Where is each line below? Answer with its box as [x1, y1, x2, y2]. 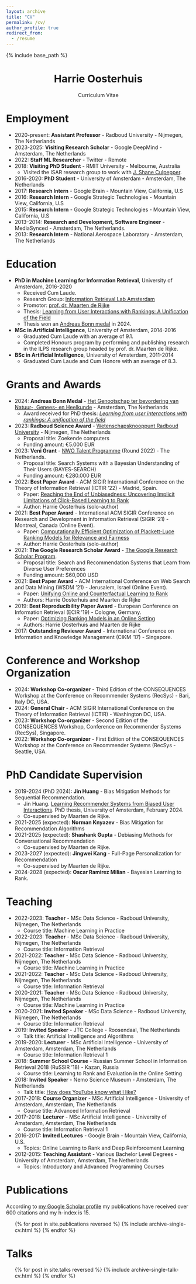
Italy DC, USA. [14, 698, 49, 705]
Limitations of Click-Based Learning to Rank [23, 496, 129, 503]
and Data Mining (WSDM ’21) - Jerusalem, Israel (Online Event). [14, 584, 168, 591]
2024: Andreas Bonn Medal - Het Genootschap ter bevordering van [14, 397, 179, 404]
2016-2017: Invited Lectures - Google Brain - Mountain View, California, [14, 1132, 188, 1139]
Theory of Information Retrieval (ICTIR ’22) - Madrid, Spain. [14, 484, 158, 491]
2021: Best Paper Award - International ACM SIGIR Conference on [14, 509, 174, 516]
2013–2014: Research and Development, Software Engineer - [14, 218, 165, 225]
